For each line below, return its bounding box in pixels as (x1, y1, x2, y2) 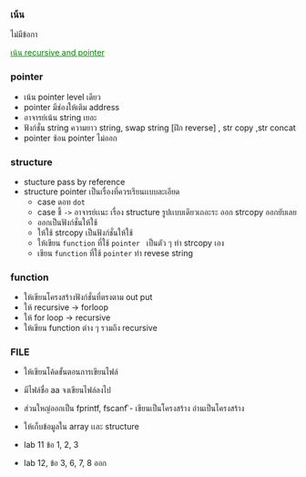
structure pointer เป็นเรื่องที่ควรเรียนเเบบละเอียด (23, 186, 180, 197)
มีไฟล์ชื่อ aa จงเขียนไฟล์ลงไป (23, 385, 112, 396)
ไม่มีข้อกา (10, 29, 38, 40)
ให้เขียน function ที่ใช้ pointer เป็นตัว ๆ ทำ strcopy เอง (36, 237, 225, 248)
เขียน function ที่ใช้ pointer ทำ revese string (36, 247, 194, 258)
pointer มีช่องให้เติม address (23, 101, 120, 112)
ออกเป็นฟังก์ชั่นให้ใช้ (36, 216, 98, 227)
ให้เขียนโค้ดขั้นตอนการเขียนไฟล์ (23, 367, 118, 378)
